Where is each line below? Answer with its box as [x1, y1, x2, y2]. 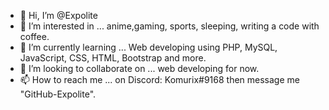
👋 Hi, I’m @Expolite [19, 10, 98, 21]
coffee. [19, 31, 50, 42]
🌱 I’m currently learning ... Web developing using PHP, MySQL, [19, 41, 278, 53]
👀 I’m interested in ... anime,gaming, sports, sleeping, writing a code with [19, 20, 320, 32]
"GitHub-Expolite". [19, 88, 97, 100]
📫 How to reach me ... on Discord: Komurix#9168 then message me [19, 74, 300, 85]
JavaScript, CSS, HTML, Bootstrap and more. [19, 52, 207, 64]
